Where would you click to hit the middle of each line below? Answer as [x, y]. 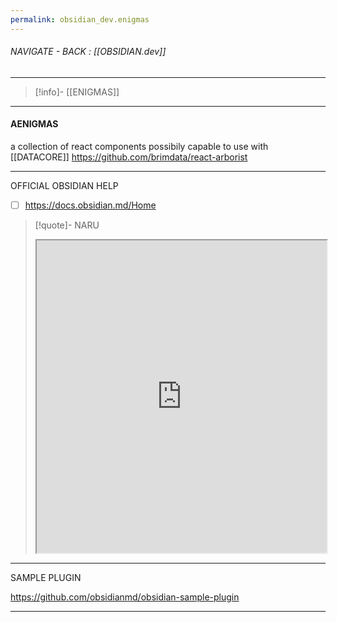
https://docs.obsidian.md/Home [90, 205]
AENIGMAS [34, 124]
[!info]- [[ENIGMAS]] [77, 92]
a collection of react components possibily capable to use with [139, 147]
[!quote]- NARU [67, 225]
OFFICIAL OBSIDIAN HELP [64, 186]
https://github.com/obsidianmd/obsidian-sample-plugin [125, 597]
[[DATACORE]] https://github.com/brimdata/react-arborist [129, 157]
